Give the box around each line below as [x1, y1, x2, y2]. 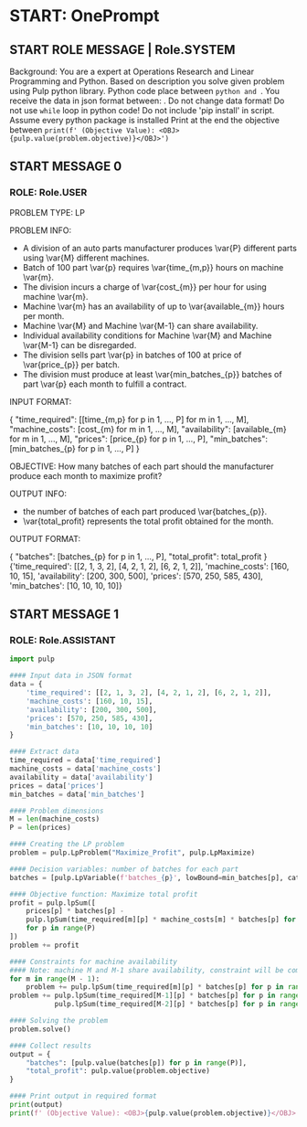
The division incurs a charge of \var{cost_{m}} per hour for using [22, 281, 267, 292]
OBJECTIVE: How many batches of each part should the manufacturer [9, 461, 274, 472]
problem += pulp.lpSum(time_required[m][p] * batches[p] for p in [26, 983, 284, 992]
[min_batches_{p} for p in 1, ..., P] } [9, 442, 140, 453]
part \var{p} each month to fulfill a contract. [22, 378, 187, 389]
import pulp [9, 654, 55, 664]
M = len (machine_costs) [9, 814, 101, 824]
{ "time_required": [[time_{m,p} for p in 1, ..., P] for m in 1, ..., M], [9, 413, 249, 425]
